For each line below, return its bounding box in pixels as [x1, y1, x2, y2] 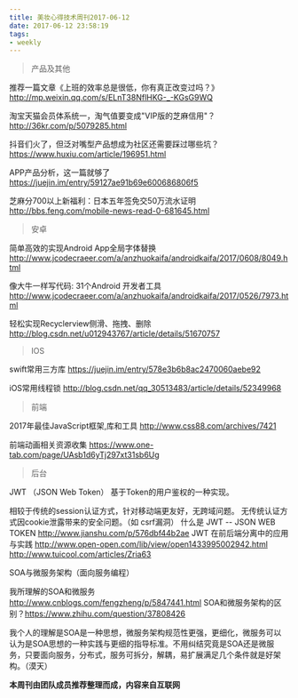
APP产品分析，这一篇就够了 [9, 167, 111, 178]
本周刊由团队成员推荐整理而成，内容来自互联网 [9, 679, 180, 690]
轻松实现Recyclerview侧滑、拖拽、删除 [9, 318, 152, 329]
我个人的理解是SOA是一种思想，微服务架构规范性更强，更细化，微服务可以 [9, 628, 282, 638]
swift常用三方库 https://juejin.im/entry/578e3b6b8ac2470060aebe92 [9, 364, 262, 374]
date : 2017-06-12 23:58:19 [9, 21, 109, 30]
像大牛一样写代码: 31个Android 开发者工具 [9, 281, 162, 292]
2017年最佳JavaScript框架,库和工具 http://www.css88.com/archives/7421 [9, 421, 277, 431]
